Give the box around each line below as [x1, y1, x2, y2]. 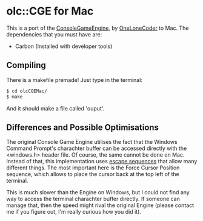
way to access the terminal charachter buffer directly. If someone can [6, 195, 181, 203]
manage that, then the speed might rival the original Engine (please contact [6, 202, 195, 209]
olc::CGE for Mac [6, 4, 94, 18]
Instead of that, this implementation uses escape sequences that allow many [6, 158, 198, 165]
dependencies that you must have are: [6, 30, 102, 38]
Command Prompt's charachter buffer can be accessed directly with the [6, 144, 187, 152]
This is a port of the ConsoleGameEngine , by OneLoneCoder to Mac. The [6, 24, 189, 32]
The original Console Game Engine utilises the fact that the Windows [6, 138, 178, 146]
